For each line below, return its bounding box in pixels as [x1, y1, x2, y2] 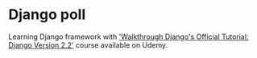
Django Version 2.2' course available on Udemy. [8, 40, 168, 49]
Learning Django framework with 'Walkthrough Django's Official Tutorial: [8, 32, 249, 41]
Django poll [8, 6, 86, 24]
